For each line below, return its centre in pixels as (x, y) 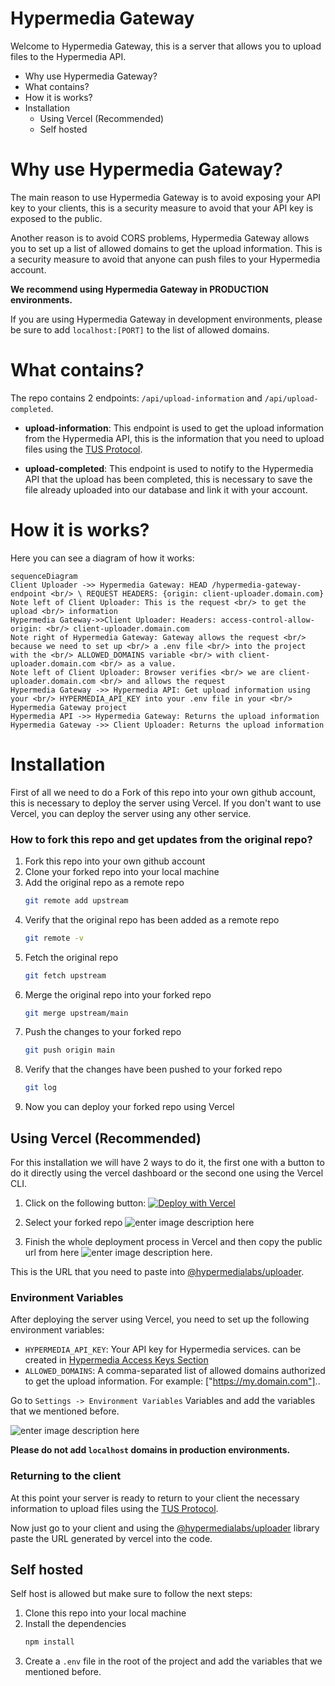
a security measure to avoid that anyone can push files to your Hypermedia (165, 259)
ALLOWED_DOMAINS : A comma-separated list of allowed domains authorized (175, 1371)
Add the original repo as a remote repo (104, 882)
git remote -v (54, 938)
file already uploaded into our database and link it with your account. (166, 489)
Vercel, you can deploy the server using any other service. (131, 813)
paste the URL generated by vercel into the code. (111, 1538)
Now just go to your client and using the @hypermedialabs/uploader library (165, 1528)
